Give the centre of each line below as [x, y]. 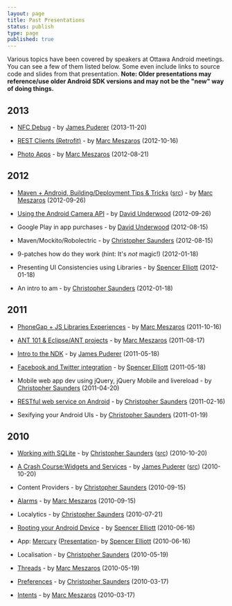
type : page [23, 33]
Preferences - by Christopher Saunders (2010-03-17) [93, 582]
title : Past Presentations [46, 20]
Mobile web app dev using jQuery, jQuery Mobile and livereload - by [115, 380]
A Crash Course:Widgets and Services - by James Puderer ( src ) [109, 466]
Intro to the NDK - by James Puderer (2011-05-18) [88, 353]
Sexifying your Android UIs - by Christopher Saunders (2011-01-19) [113, 414]
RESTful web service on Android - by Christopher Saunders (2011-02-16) [121, 401]
